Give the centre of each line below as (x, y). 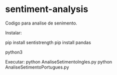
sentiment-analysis (47, 9)
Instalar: (14, 32)
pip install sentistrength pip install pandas (48, 42)
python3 (14, 52)
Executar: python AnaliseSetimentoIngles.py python (59, 61)
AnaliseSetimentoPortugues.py (37, 67)
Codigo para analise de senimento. (41, 23)
